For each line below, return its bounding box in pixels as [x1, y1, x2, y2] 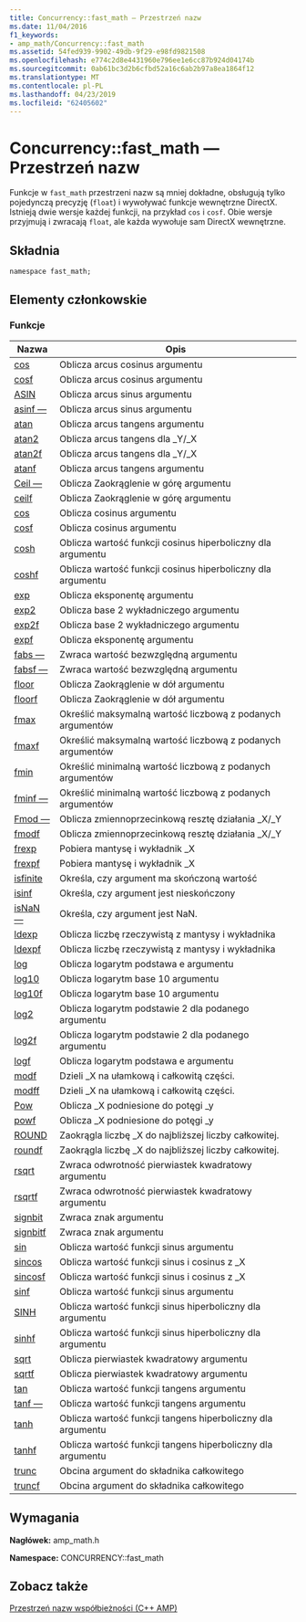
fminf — [14, 792, 48, 805]
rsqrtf [14, 1190, 38, 1203]
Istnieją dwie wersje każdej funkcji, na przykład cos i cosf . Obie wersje [9, 206, 273, 217]
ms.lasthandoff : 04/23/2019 [9, 90, 117, 99]
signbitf [14, 1226, 47, 1238]
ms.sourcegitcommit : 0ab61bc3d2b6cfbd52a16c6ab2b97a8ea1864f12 [9, 65, 255, 74]
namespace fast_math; [9, 267, 92, 277]
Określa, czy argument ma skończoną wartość [58, 871, 258, 884]
